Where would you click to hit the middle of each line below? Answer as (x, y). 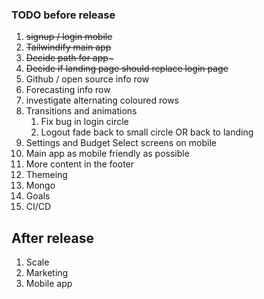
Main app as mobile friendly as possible (107, 154)
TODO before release (63, 15)
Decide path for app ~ (70, 58)
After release (52, 238)
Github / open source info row (87, 79)
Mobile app (49, 284)
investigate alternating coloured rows (102, 100)
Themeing (46, 175)
